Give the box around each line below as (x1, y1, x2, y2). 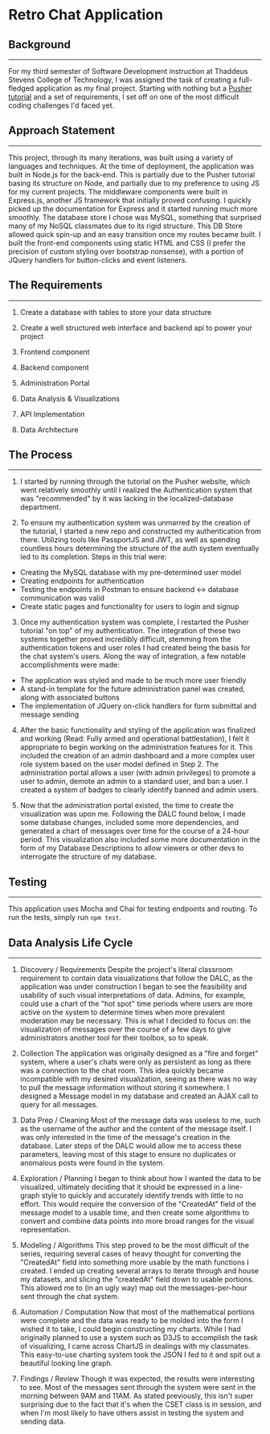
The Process (8, 448, 73, 462)
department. (19, 502, 62, 512)
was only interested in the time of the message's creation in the (19, 1133, 231, 1142)
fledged (8, 84, 35, 93)
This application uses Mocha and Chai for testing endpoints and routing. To (8, 904, 258, 913)
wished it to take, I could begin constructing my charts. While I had (19, 1324, 241, 1334)
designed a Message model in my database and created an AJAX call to (19, 1091, 259, 1101)
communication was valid (19, 593, 104, 603)
